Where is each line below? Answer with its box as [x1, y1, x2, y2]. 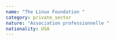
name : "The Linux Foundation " [5, 8, 85, 15]
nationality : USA [5, 25, 50, 32]
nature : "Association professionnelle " [5, 20, 110, 26]
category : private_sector [5, 14, 71, 20]
